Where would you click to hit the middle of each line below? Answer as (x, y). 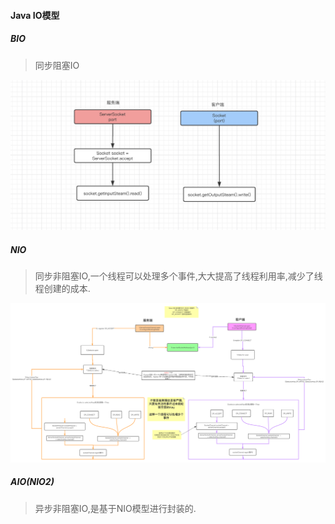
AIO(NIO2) (32, 482)
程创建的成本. (62, 289)
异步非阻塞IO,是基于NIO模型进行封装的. (115, 508)
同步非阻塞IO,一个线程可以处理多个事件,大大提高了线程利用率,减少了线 (178, 276)
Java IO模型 (35, 15)
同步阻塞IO (57, 65)
